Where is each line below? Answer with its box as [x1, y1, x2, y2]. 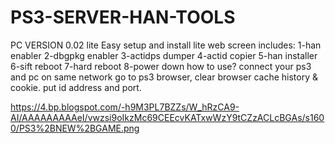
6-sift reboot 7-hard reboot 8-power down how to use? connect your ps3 [10, 60, 312, 72]
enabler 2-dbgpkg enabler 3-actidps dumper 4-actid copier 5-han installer [10, 49, 318, 61]
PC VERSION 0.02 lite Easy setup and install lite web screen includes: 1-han [10, 39, 322, 51]
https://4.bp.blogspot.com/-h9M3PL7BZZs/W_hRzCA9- [10, 101, 240, 113]
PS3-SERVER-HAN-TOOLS [10, 6, 236, 29]
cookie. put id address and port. [10, 81, 142, 93]
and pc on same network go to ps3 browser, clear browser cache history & [10, 71, 318, 83]
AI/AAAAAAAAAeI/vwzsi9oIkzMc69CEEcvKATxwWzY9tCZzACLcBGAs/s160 [10, 111, 325, 123]
